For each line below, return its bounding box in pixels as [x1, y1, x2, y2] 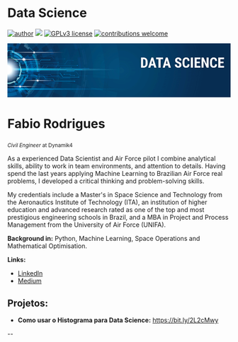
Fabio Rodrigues [7, 115, 106, 131]
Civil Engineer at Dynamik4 [7, 142, 73, 149]
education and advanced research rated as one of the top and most [7, 206, 205, 214]
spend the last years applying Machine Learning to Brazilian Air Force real [7, 170, 223, 178]
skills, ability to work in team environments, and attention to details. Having [7, 162, 226, 170]
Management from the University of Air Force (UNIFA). [7, 220, 166, 229]
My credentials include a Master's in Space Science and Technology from [7, 191, 223, 199]
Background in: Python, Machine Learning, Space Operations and [7, 235, 200, 243]
